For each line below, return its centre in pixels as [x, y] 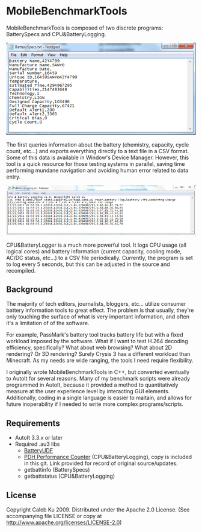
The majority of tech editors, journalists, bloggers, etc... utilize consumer [96, 304]
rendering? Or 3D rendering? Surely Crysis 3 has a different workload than [98, 354]
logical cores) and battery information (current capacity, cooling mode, [94, 251]
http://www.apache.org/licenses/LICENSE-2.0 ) [64, 522]
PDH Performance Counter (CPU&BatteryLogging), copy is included [108, 457]
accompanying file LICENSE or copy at [54, 516]
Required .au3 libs [37, 444]
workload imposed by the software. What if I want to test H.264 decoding [97, 341]
